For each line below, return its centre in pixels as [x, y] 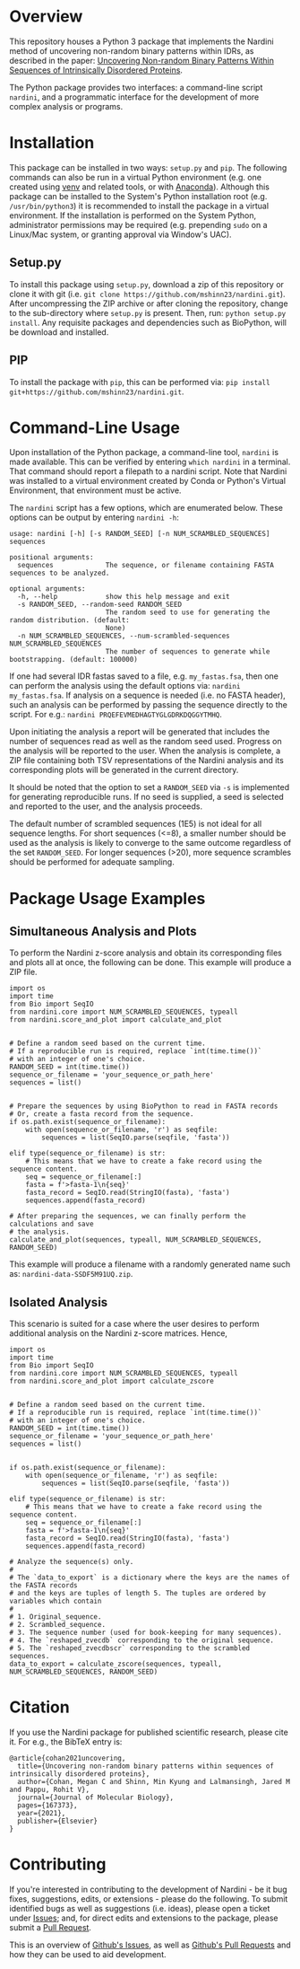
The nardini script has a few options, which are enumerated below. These [146, 508]
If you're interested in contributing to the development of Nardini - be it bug [149, 1890]
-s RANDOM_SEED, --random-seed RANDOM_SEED [99, 605]
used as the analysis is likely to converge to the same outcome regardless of [150, 843]
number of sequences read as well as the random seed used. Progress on [146, 742]
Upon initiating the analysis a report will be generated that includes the [140, 732]
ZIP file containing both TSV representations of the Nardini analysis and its [146, 760]
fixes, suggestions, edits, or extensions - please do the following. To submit [149, 1899]
